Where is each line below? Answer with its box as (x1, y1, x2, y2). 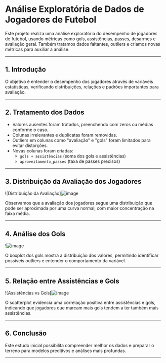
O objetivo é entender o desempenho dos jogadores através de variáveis (5, 78, 153, 84)
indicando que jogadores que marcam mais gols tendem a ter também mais (5, 305, 159, 311)
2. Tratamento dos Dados (5, 108, 85, 117)
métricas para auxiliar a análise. (5, 46, 70, 52)
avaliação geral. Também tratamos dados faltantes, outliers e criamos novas (5, 41, 161, 47)
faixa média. (5, 211, 30, 217)
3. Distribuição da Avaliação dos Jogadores (5, 177, 142, 186)
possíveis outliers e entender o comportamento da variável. (5, 258, 126, 264)
